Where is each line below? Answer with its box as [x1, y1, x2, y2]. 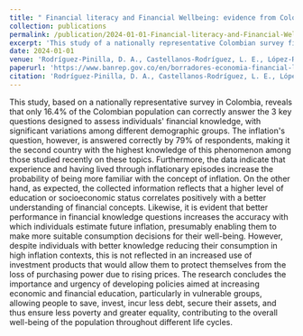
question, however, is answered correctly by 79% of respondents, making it [9, 134, 290, 145]
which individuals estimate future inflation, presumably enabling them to [9, 221, 277, 232]
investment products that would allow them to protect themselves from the [9, 259, 287, 270]
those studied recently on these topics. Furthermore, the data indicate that [9, 154, 286, 165]
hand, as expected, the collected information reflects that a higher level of [9, 182, 284, 194]
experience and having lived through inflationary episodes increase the [9, 163, 273, 174]
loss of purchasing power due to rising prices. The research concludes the [9, 268, 287, 279]
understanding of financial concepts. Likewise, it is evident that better [9, 202, 269, 213]
